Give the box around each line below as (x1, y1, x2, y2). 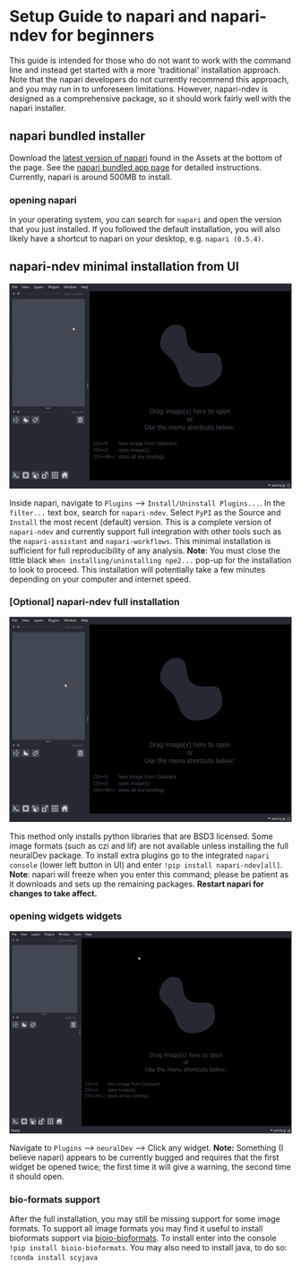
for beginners (50, 25, 155, 46)
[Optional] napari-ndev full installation (9, 596, 180, 609)
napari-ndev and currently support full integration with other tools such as (9, 526, 282, 537)
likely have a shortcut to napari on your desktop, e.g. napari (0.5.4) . (9, 233, 264, 244)
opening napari (9, 194, 77, 206)
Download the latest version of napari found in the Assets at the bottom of (9, 152, 283, 163)
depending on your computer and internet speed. (9, 574, 192, 584)
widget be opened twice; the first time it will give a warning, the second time (9, 1161, 291, 1172)
